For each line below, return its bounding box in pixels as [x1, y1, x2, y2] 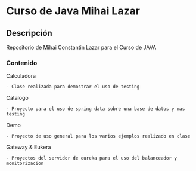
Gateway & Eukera [6, 143, 51, 151]
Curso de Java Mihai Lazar [6, 4, 140, 18]
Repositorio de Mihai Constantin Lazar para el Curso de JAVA [6, 44, 157, 51]
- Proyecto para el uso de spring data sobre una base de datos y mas [6, 106, 185, 112]
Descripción [6, 28, 52, 38]
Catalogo [6, 94, 29, 102]
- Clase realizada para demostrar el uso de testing [6, 84, 140, 90]
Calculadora [6, 72, 36, 80]
